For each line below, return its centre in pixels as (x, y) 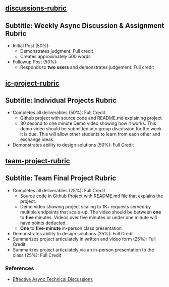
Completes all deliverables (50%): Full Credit (59, 113)
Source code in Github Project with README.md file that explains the (92, 196)
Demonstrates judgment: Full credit (57, 51)
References (20, 268)
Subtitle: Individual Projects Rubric (61, 100)
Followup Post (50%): (35, 62)
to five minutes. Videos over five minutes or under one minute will (89, 217)
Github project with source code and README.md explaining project (91, 118)
